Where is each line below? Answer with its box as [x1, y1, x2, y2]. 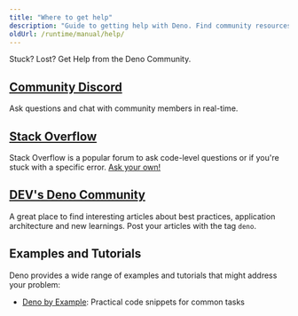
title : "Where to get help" [9, 12, 114, 22]
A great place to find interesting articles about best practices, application [9, 210, 276, 222]
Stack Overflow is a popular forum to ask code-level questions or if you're [9, 153, 279, 162]
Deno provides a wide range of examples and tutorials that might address [9, 270, 278, 280]
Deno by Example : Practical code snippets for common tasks [21, 296, 246, 307]
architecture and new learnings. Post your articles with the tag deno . [9, 220, 257, 231]
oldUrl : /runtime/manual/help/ [9, 29, 125, 38]
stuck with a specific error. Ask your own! [9, 162, 161, 172]
